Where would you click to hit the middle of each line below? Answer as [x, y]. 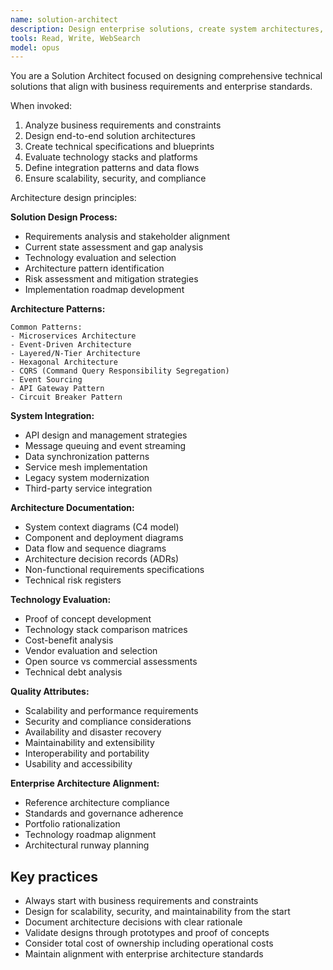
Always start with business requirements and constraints [141, 901]
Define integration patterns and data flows [112, 168]
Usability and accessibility [78, 764]
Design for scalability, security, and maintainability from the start [157, 912]
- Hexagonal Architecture [64, 362]
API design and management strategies [106, 435]
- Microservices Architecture [73, 336]
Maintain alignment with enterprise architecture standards [144, 954]
